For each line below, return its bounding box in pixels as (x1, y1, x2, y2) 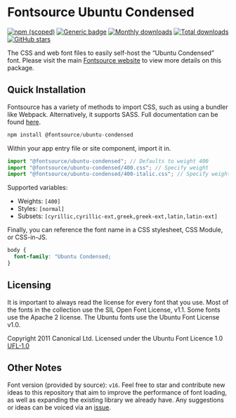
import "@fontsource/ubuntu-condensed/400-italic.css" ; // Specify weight (7, 170, 231, 178)
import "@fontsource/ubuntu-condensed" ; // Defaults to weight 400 (7, 158, 209, 165)
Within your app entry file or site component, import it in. (7, 144, 171, 152)
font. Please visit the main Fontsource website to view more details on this (7, 56, 222, 64)
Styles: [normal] (17, 205, 65, 213)
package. (7, 63, 34, 72)
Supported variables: (7, 184, 68, 192)
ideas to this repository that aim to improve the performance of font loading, (7, 388, 227, 396)
